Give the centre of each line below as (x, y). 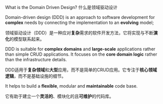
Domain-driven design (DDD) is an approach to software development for (80, 17)
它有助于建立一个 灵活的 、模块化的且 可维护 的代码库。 (59, 96)
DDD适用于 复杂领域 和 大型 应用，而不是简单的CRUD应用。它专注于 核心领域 (81, 70)
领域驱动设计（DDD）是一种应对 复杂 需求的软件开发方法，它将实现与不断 (79, 33)
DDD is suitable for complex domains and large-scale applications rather (80, 49)
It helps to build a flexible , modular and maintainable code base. (71, 86)
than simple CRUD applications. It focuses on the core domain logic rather (81, 54)
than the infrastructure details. (36, 59)
